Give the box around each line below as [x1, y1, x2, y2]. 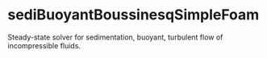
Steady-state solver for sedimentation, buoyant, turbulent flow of [7, 32, 223, 42]
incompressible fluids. [7, 40, 81, 50]
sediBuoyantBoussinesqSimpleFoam [7, 6, 260, 24]
